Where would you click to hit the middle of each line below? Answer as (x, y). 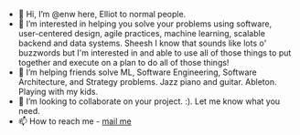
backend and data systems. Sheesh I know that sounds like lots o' (142, 43)
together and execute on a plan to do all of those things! (123, 62)
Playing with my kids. (58, 92)
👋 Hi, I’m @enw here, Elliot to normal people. (102, 14)
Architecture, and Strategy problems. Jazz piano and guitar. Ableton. (147, 82)
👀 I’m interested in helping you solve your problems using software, (145, 24)
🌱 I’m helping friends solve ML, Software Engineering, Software (138, 72)
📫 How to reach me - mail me (75, 121)
